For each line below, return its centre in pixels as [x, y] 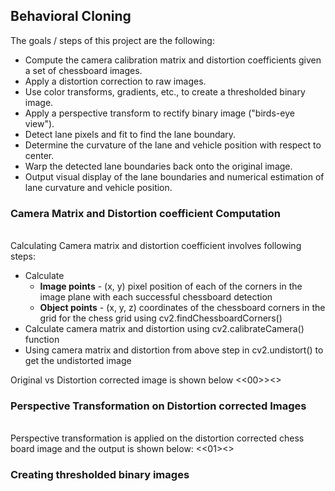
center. [39, 155]
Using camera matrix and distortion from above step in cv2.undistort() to [174, 350]
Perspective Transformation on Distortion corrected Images [158, 406]
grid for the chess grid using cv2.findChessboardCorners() [161, 318]
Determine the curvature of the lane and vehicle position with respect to [173, 145]
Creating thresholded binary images [100, 475]
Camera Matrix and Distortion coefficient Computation [145, 213]
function [42, 340]
